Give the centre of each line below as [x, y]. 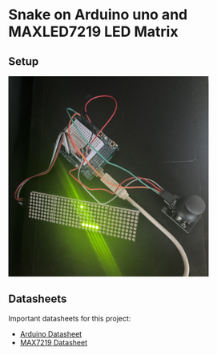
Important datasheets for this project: [70, 318]
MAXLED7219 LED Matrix [93, 32]
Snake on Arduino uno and [98, 15]
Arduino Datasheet [51, 333]
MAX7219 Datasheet [54, 342]
